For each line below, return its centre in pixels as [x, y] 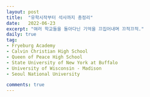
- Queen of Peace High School [45, 57]
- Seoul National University [43, 74]
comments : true [26, 85]
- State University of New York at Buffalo [62, 62]
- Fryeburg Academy [31, 46]
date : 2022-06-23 [31, 23]
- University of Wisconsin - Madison [54, 68]
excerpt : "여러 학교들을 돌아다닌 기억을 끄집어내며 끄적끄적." [75, 29]
